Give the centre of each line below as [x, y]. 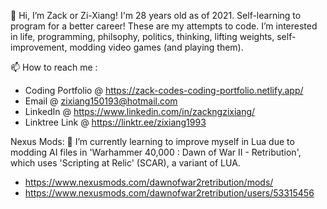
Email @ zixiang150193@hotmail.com [101, 101]
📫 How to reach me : [54, 67]
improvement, [39, 47]
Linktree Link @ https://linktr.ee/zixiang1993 [115, 122]
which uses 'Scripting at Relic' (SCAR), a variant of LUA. [125, 163]
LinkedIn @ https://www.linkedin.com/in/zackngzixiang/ [140, 111]
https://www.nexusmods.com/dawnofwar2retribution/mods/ [149, 182]
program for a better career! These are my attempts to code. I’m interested [164, 26]
